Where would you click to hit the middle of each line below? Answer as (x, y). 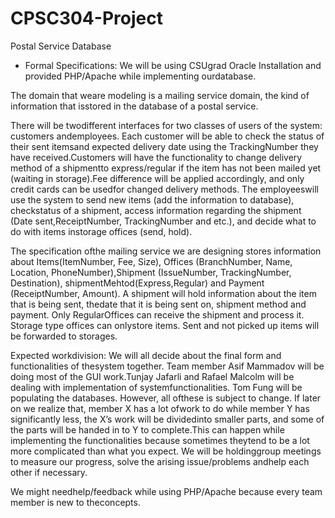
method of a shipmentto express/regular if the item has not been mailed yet (166, 168)
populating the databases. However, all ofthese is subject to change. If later (166, 398)
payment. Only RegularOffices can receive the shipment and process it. (157, 314)
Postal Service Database (61, 46)
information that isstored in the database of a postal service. (134, 106)
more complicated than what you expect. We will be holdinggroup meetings (166, 451)
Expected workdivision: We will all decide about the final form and (146, 355)
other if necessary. (49, 472)
